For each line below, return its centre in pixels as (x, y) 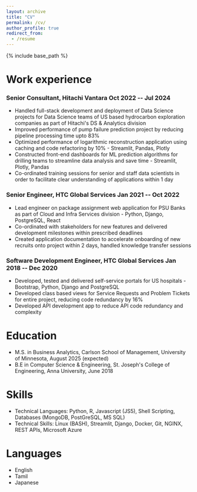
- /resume (23, 39)
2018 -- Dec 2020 (32, 268)
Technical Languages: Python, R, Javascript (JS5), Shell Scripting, (95, 411)
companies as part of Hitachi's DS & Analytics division (80, 123)
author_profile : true (33, 28)
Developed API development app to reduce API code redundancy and (99, 306)
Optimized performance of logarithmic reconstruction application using (101, 142)
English (24, 470)
